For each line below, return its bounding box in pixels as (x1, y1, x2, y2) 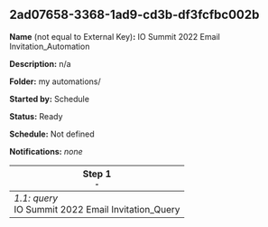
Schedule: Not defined (9, 128, 95, 139)
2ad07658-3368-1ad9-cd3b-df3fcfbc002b (9, 7, 260, 23)
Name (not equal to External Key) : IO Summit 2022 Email (9, 31, 221, 42)
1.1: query (14, 192, 59, 204)
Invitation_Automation (9, 41, 90, 52)
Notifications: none (9, 146, 83, 156)
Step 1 (82, 167, 112, 180)
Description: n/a (9, 58, 71, 69)
